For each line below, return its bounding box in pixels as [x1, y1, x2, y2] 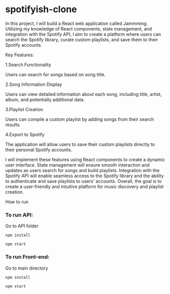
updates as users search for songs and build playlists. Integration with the [5, 167, 160, 173]
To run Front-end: [5, 253, 50, 260]
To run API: [5, 211, 33, 218]
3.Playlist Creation [5, 106, 44, 112]
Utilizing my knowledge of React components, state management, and [5, 25, 152, 31]
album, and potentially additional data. [5, 96, 85, 103]
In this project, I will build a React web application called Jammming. [5, 20, 148, 26]
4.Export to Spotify [5, 131, 45, 138]
